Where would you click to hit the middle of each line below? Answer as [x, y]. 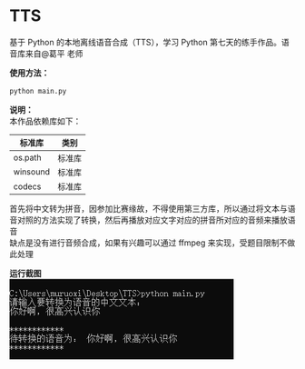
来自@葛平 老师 [54, 53]
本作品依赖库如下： [45, 121]
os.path [27, 158]
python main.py [38, 91]
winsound [32, 172]
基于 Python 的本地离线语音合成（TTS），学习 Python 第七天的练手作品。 [145, 42]
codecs [27, 186]
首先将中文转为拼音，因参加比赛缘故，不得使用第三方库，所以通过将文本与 [148, 208]
